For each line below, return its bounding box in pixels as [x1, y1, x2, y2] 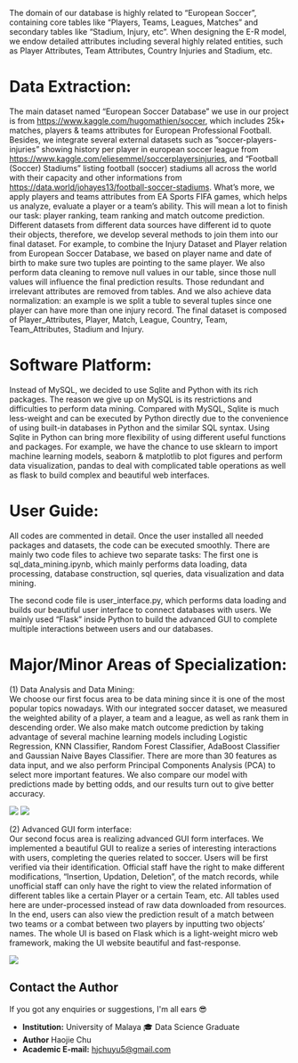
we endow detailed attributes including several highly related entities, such [9, 36, 283, 46]
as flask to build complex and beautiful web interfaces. [9, 470, 211, 480]
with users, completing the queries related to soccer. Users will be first [9, 852, 269, 863]
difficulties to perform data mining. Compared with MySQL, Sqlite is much [9, 403, 279, 413]
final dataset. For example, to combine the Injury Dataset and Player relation [9, 238, 287, 249]
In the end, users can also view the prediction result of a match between [9, 909, 274, 920]
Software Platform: [9, 356, 152, 375]
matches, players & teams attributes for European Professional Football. [9, 125, 272, 135]
